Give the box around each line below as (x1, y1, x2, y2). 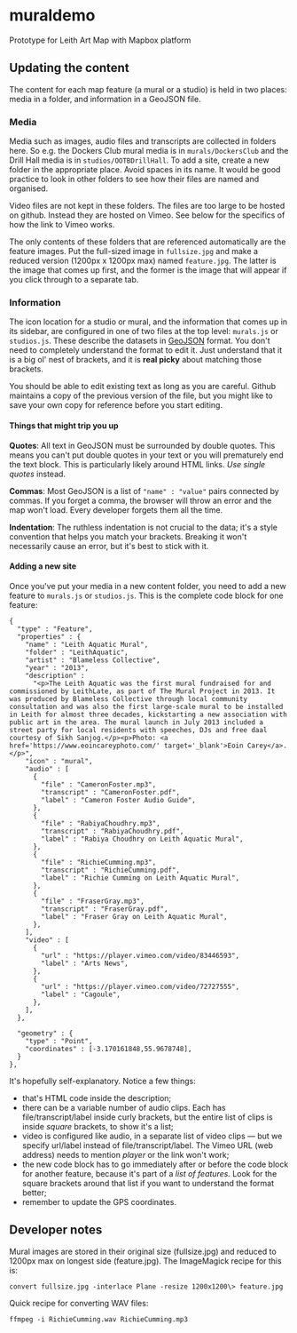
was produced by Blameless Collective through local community (9, 694, 248, 703)
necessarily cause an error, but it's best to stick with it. (9, 540, 209, 551)
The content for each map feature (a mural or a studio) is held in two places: (9, 84, 287, 94)
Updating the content (9, 60, 130, 76)
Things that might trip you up (9, 419, 119, 431)
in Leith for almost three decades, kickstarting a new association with (9, 710, 288, 719)
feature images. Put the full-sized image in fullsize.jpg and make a (9, 246, 259, 257)
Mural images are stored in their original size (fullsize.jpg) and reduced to (9, 1246, 277, 1257)
